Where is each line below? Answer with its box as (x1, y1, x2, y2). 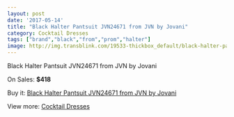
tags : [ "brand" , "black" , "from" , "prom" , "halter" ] (7, 36, 151, 43)
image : (7, 42, 26, 49)
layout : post (7, 10, 45, 17)
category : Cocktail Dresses (7, 29, 89, 37)
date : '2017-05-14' (7, 17, 64, 24)
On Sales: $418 (7, 75, 51, 84)
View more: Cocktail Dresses (7, 102, 91, 110)
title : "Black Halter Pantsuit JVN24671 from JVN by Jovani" (7, 23, 189, 30)
